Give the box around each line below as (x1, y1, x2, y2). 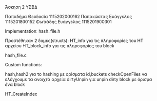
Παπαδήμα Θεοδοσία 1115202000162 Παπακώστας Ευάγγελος (5, 14, 132, 19)
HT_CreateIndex (5, 91, 38, 97)
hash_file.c (5, 52, 27, 58)
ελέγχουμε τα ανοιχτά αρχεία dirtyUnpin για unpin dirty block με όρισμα (5, 77, 152, 82)
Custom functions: (5, 62, 42, 67)
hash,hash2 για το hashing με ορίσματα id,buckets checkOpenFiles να (5, 71, 147, 77)
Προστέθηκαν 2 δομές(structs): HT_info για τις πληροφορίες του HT (5, 38, 144, 43)
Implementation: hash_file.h (5, 28, 60, 34)
